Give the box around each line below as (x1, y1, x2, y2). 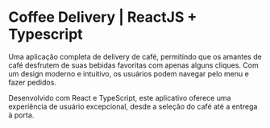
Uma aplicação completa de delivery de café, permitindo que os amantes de (8, 52, 262, 61)
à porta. (8, 109, 35, 120)
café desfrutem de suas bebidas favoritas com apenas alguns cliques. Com (8, 60, 260, 70)
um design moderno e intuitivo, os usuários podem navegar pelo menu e (8, 68, 250, 78)
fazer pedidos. (8, 77, 56, 87)
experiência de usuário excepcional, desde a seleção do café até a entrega (8, 101, 258, 111)
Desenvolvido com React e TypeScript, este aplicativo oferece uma (8, 93, 231, 102)
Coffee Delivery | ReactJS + (8, 8, 197, 27)
